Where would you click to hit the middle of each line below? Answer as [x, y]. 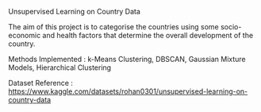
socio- [231, 27]
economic [25, 35]
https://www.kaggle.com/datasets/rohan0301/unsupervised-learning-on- [128, 91]
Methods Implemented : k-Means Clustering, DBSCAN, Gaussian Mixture [127, 59]
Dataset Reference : [41, 83]
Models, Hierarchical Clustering [60, 68]
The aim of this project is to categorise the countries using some [114, 27]
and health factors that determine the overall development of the [148, 35]
